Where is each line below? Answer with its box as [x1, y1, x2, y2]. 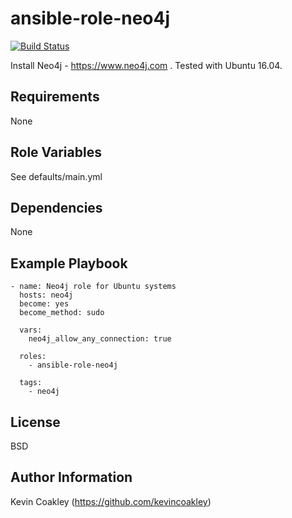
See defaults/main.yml [10, 170, 103, 182]
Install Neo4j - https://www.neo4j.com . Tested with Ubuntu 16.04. [10, 59, 283, 71]
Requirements [10, 88, 100, 106]
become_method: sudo [19, 308, 105, 318]
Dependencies [10, 199, 103, 216]
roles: [19, 352, 47, 362]
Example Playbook [10, 255, 128, 272]
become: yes [19, 299, 70, 309]
